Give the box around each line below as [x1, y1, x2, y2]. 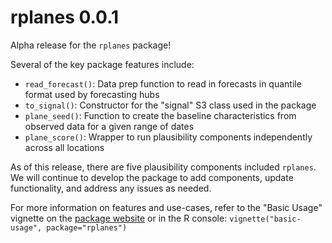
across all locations [24, 141, 105, 153]
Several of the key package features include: [10, 58, 195, 70]
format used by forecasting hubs [24, 88, 160, 100]
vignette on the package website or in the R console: [10, 212, 228, 224]
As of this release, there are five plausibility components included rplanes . [10, 161, 317, 173]
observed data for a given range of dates [24, 120, 195, 132]
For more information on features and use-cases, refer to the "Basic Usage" [10, 201, 323, 213]
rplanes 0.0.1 [10, 6, 120, 29]
